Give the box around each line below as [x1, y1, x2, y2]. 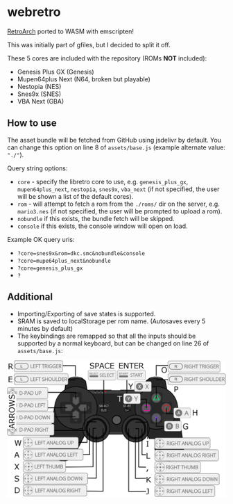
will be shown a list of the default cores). [17, 192, 134, 200]
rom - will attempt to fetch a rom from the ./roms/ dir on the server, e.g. [17, 200, 220, 208]
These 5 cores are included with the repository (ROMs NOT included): [7, 54, 207, 63]
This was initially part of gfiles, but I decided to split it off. [7, 40, 171, 49]
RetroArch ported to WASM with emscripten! [7, 27, 134, 35]
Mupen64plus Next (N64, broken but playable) [17, 74, 151, 83]
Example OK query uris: [7, 235, 75, 243]
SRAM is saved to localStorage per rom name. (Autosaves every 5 [17, 317, 206, 325]
